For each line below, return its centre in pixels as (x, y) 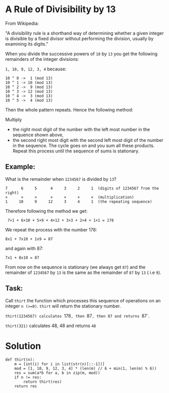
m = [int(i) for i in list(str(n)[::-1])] (60, 364)
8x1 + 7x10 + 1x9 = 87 (29, 239)
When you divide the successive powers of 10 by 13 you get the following (81, 54)
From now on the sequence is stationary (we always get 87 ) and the (75, 267)
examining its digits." (27, 44)
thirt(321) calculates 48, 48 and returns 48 (51, 326)
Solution (23, 346)
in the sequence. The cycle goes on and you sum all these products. (83, 145)
